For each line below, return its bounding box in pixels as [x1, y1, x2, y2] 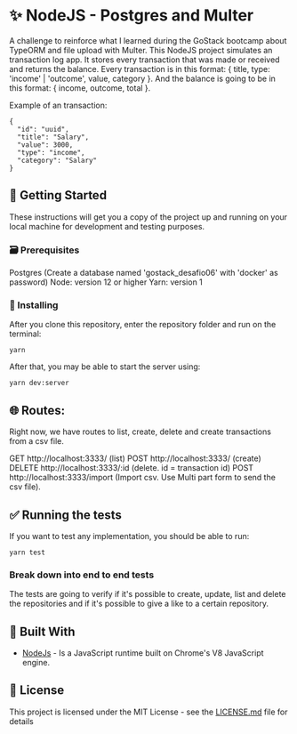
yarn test [9, 548, 46, 557]
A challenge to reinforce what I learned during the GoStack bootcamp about [9, 35, 287, 45]
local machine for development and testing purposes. [9, 221, 205, 231]
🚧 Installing [9, 299, 59, 311]
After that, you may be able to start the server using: [9, 361, 201, 372]
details [9, 715, 34, 726]
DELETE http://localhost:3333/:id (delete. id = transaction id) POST [9, 463, 254, 473]
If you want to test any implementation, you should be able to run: [9, 530, 250, 541]
